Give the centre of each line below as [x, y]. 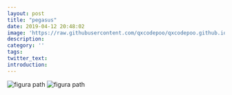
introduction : [28, 65]
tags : [15, 52]
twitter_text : [28, 59]
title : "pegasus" [32, 20]
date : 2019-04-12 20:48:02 [46, 26]
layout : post [26, 13]
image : [17, 33]
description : [26, 39]
